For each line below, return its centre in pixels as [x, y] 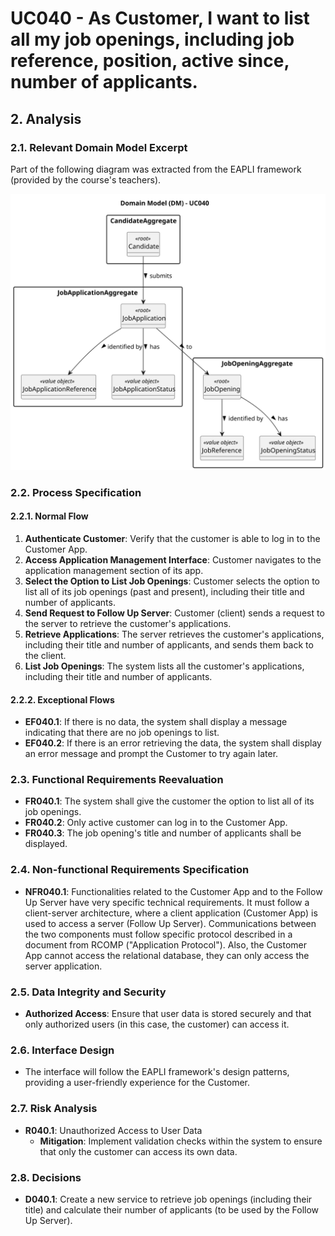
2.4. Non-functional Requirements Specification [130, 870]
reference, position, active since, [150, 61]
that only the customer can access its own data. [138, 1151]
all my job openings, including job [152, 39]
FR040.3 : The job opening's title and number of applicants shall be [163, 833]
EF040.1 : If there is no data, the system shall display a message [156, 722]
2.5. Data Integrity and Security [88, 992]
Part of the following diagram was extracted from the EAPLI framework [156, 169]
